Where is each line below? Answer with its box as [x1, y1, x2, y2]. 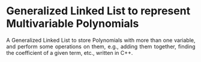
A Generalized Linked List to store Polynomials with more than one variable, [6, 36, 196, 44]
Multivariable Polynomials [6, 17, 139, 30]
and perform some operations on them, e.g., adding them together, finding [6, 43, 196, 50]
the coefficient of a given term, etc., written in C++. [6, 49, 133, 56]
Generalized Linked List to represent [6, 4, 191, 18]
